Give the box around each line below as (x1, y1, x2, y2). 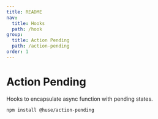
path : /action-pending (12, 43, 70, 49)
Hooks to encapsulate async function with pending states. (6, 95, 153, 103)
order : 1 (6, 49, 29, 55)
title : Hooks (12, 20, 45, 26)
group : (6, 32, 23, 38)
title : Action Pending (12, 37, 70, 43)
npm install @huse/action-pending (6, 107, 95, 113)
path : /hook (12, 26, 43, 32)
